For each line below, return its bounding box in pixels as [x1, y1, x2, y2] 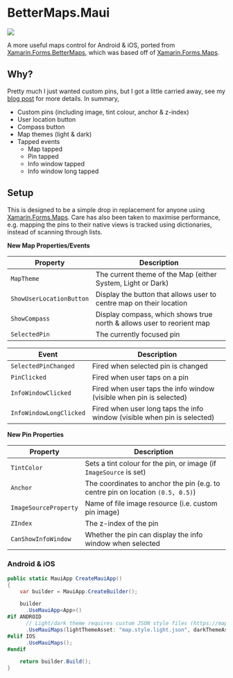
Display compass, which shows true [96, 309, 213, 319]
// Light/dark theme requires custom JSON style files [25, 620, 188, 627]
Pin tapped [27, 152, 59, 161]
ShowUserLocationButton [10, 294, 89, 302]
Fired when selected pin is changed [92, 361, 208, 371]
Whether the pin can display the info [85, 530, 203, 540]
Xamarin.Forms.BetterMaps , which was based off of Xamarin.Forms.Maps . [7, 48, 220, 56]
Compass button [17, 122, 65, 131]
